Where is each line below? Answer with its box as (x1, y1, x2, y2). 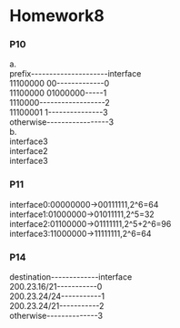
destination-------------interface (9, 272, 133, 282)
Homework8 (9, 5, 105, 26)
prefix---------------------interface (9, 68, 142, 79)
